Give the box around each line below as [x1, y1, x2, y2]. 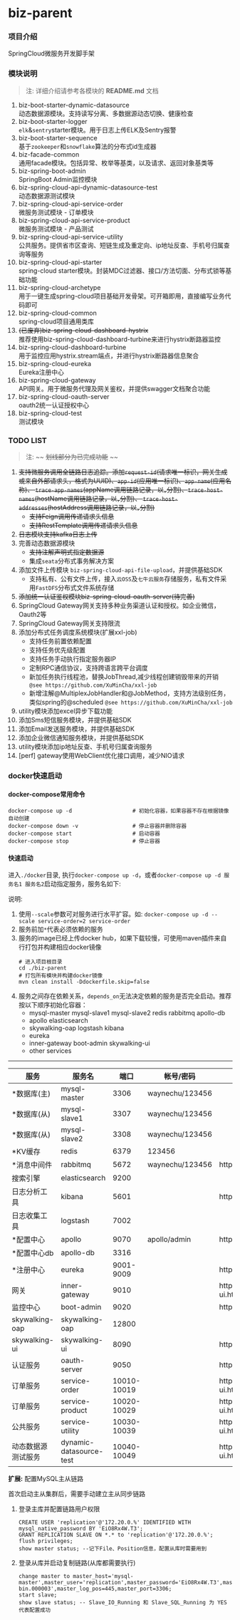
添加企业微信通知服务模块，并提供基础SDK [18, 734, 145, 742]
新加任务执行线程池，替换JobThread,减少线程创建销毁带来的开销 [28, 673, 219, 681]
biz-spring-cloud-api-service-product [18, 216, 130, 224]
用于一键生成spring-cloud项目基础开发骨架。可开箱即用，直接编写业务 [18, 291, 225, 300]
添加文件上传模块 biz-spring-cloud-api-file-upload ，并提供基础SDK [18, 566, 223, 574]
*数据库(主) [11, 1089, 51, 1099]
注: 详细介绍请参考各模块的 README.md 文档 [25, 86, 159, 95]
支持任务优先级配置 [28, 646, 86, 655]
